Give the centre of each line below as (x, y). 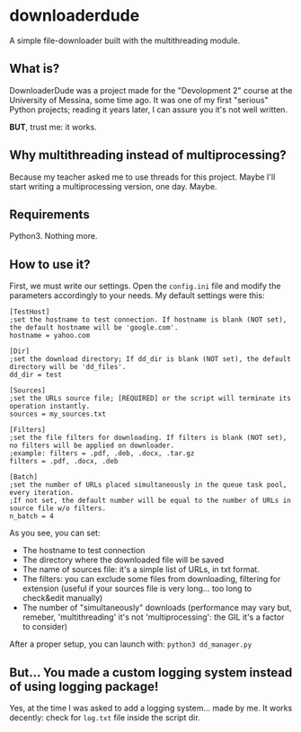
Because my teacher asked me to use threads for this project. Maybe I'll (142, 177)
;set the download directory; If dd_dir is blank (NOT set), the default (150, 359)
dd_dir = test (36, 375)
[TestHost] (30, 312)
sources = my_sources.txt (58, 414)
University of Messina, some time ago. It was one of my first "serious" (139, 100)
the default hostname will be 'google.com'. (94, 328)
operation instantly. (50, 406)
